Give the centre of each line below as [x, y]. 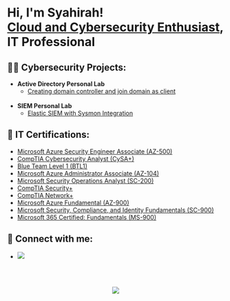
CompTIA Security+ [45, 188]
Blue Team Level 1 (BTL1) [52, 166]
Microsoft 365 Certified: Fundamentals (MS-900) [87, 217]
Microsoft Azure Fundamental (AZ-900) [73, 203]
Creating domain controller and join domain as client [102, 91]
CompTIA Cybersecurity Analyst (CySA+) [75, 158]
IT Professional [51, 42]
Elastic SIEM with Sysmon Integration [80, 113]
